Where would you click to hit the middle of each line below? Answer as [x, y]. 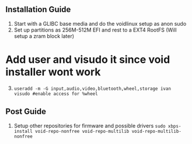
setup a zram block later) [44, 36]
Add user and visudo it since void [88, 59]
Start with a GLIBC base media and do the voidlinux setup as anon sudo [100, 23]
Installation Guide [38, 10]
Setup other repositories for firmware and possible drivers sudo [90, 125]
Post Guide [26, 112]
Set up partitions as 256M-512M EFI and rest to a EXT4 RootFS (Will [95, 30]
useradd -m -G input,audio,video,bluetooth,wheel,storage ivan [92, 89]
